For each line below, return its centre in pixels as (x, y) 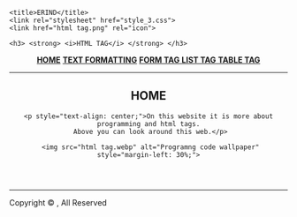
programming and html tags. (148, 123)
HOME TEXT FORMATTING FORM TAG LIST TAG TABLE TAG (148, 60)
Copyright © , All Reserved (58, 202)
